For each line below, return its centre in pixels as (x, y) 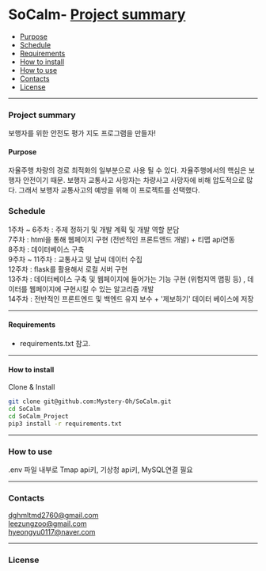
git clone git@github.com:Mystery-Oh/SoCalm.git (90, 402)
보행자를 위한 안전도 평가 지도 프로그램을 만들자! (82, 133)
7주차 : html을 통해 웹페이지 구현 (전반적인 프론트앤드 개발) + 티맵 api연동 (122, 239)
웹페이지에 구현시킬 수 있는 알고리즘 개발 (91, 289)
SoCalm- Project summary (97, 15)
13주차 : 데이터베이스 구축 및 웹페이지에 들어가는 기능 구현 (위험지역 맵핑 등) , (127, 279)
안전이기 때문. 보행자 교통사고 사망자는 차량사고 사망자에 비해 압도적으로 (134, 181)
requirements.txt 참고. (55, 343)
